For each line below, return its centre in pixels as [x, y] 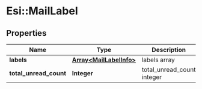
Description [169, 50]
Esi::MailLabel [42, 11]
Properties [26, 33]
